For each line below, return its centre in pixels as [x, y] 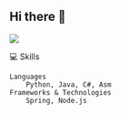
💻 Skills [25, 57]
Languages [28, 77]
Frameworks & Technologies [60, 92]
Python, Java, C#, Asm [69, 84]
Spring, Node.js [57, 100]
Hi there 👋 [38, 17]
